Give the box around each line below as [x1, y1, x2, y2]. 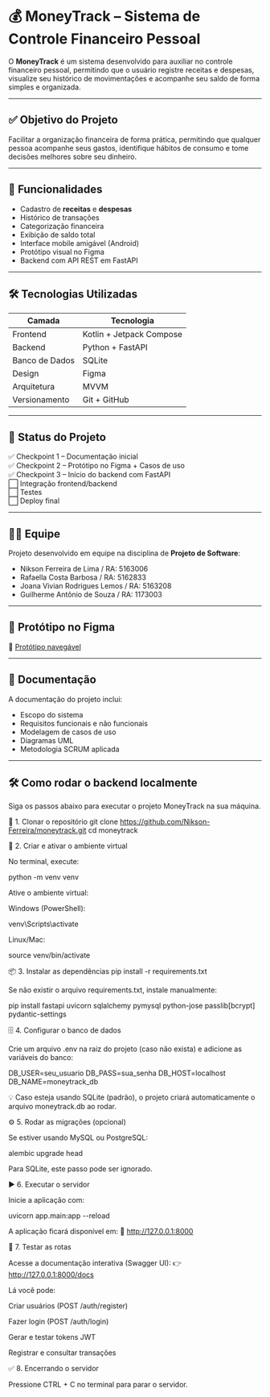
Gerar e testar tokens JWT [8, 1333, 96, 1342]
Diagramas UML [19, 735, 74, 745]
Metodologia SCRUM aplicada [19, 744, 120, 754]
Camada [27, 315, 60, 326]
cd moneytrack [88, 825, 138, 835]
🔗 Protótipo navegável [8, 642, 82, 651]
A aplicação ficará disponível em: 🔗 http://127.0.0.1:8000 [8, 1227, 194, 1237]
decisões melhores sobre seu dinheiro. [8, 152, 137, 161]
